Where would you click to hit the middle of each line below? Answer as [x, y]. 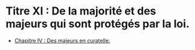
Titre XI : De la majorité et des [81, 11]
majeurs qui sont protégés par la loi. [97, 24]
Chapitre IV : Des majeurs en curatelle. [62, 40]
